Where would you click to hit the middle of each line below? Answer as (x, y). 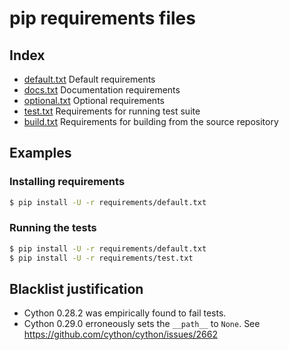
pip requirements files (102, 18)
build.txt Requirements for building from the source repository (151, 121)
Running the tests (53, 228)
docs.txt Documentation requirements (102, 90)
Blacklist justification (76, 289)
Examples (40, 153)
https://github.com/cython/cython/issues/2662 (120, 334)
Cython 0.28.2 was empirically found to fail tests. (125, 313)
